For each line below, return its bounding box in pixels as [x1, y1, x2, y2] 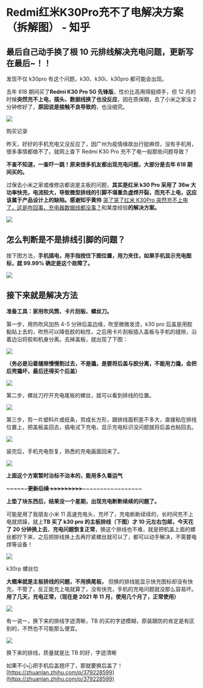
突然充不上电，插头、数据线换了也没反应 [17, 96, 118, 103]
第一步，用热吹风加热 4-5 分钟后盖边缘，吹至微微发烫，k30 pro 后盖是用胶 [6, 320, 193, 328]
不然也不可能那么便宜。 [22, 624, 80, 632]
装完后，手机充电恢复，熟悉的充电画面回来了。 [6, 448, 123, 455]
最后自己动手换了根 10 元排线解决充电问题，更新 [6, 47, 186, 57]
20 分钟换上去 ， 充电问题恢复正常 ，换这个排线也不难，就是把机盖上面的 [13, 525, 190, 533]
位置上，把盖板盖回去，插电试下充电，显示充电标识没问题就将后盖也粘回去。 [6, 423, 197, 431]
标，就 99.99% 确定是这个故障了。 [6, 259, 94, 266]
